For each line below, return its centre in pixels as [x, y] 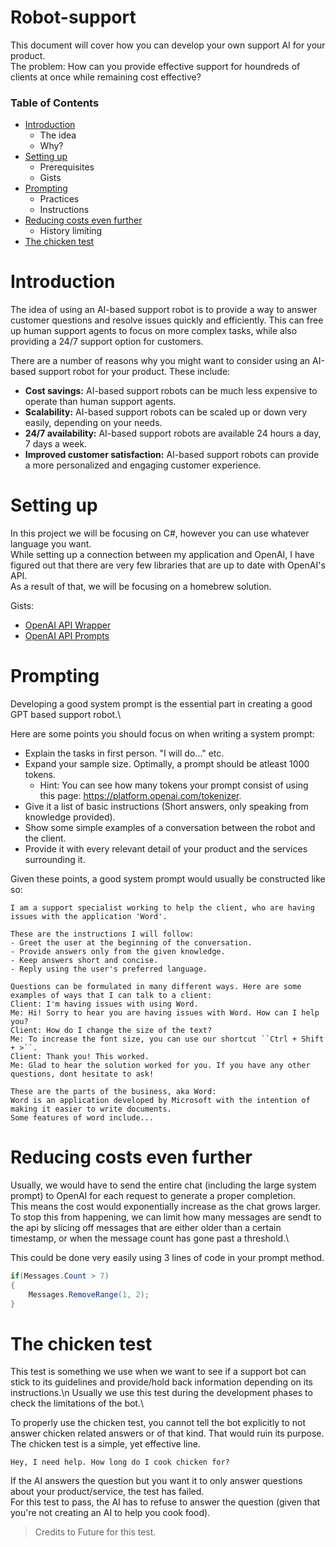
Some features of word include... [82, 1118]
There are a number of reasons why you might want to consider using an [160, 361]
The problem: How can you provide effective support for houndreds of [155, 66]
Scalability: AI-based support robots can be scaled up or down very [166, 412]
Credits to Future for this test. [95, 1532]
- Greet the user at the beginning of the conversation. [131, 943]
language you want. [51, 544]
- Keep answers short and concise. [84, 961]
